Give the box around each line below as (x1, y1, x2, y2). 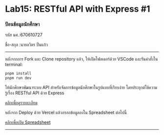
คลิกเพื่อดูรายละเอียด (5, 100, 38, 106)
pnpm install (5, 71, 32, 76)
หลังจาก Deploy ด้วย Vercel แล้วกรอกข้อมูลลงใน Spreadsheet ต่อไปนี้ (5, 110, 127, 115)
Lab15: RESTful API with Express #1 (5, 3, 150, 15)
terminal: (5, 62, 23, 67)
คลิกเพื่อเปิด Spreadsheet (5, 119, 51, 125)
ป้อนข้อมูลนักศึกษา (5, 21, 40, 28)
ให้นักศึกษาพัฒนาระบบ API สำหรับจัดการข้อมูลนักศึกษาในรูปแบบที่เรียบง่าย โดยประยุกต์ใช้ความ (5, 85, 158, 90)
